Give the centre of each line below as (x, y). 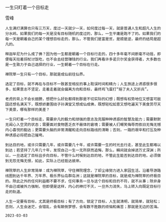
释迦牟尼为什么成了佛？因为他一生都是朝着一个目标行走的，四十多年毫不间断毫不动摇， (81, 54)
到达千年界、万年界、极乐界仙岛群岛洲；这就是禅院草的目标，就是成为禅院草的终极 (85, 176)
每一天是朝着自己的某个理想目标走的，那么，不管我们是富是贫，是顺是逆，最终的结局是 (81, 39)
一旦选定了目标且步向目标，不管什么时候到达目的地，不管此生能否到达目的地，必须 (85, 155)
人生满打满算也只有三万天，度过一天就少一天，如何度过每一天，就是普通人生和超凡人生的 (83, 28)
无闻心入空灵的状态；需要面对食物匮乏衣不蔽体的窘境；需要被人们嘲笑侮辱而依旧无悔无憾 (83, 124)
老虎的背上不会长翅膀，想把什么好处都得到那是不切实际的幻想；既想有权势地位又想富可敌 (83, 99)
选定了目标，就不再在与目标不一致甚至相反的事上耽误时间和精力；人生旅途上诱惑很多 (79, 84)
